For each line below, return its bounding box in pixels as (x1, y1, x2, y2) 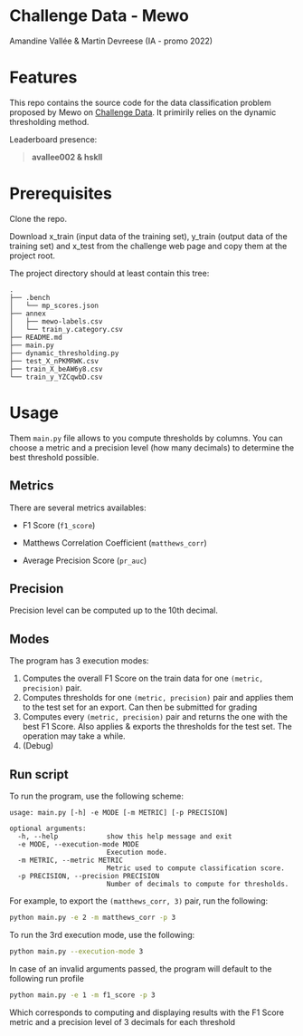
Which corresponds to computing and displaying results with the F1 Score (9, 1007, 285, 1018)
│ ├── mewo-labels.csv (9, 316, 103, 326)
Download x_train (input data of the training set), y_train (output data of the (9, 230, 288, 241)
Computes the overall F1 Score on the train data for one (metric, (22, 673, 264, 684)
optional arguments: (9, 824, 88, 833)
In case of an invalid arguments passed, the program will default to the (9, 963, 272, 974)
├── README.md (9, 333, 63, 342)
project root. (9, 250, 56, 261)
